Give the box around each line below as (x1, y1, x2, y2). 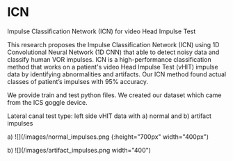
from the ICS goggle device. (7, 98, 88, 106)
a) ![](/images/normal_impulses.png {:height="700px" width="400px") (7, 133, 209, 141)
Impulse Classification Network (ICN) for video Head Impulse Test (7, 27, 196, 35)
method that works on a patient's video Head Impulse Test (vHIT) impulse (7, 62, 218, 71)
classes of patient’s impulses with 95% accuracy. (7, 77, 148, 85)
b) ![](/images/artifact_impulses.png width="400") (7, 146, 152, 154)
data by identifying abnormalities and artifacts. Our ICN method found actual (7, 70, 227, 78)
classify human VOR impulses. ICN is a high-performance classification (7, 55, 211, 63)
